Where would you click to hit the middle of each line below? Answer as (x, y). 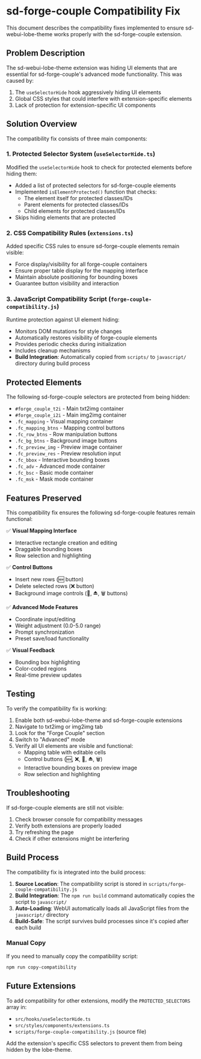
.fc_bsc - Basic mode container (54, 473)
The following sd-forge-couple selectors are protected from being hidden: (98, 397)
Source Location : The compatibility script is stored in (81, 884)
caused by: (20, 80)
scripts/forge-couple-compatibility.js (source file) (80, 1031)
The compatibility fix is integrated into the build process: (76, 872)
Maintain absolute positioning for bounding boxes (76, 277)
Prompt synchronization (45, 632)
